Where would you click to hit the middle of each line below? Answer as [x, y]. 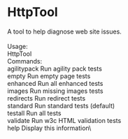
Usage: [17, 46]
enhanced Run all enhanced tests [55, 83]
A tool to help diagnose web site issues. [65, 31]
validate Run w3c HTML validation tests [64, 120]
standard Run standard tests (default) [61, 105]
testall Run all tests [34, 113]
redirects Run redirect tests [47, 98]
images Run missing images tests [55, 91]
